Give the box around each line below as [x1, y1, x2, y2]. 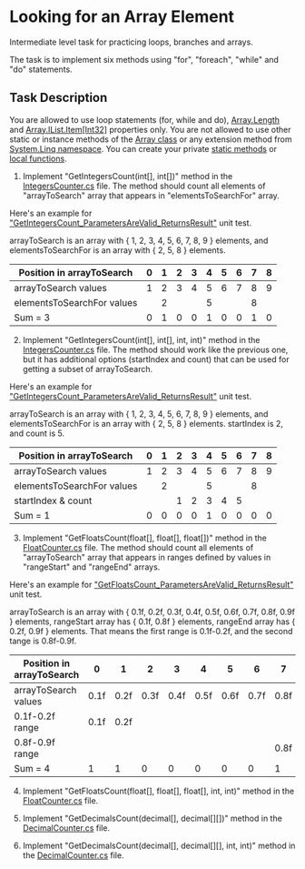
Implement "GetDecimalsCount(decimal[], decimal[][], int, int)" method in [22, 840, 296, 851]
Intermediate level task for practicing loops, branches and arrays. [9, 36, 254, 47]
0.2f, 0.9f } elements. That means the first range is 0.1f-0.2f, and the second [9, 625, 293, 636]
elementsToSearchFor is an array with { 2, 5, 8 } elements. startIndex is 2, [9, 418, 284, 429]
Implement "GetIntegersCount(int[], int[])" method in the [22, 170, 233, 181]
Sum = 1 [14, 509, 51, 521]
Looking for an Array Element [9, 6, 234, 27]
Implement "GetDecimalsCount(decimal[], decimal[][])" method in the [22, 813, 283, 824]
